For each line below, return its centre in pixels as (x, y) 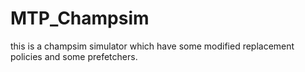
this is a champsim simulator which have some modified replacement (152, 46)
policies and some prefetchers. (74, 56)
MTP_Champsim (80, 18)
